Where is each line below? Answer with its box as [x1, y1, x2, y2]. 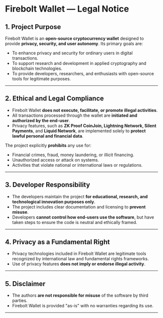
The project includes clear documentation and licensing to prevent [12, 204, 146, 209]
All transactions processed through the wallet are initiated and [12, 112, 137, 118]
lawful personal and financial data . [12, 133, 83, 139]
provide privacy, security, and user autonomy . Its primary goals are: [5, 41, 143, 47]
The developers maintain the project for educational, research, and [12, 193, 148, 199]
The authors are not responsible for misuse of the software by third [12, 292, 148, 299]
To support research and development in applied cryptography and [12, 61, 147, 66]
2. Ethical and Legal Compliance [5, 95, 104, 103]
